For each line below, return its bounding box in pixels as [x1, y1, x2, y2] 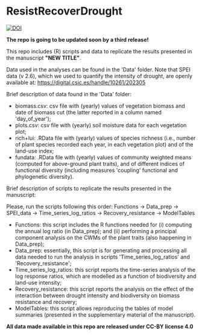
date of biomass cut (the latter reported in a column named [14, 108, 162, 116]
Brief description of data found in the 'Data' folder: [6, 90, 131, 97]
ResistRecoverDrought [6, 4, 122, 18]
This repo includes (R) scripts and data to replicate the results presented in [6, 47, 192, 55]
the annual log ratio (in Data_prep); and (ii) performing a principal [14, 227, 177, 234]
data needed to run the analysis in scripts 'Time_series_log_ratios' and [14, 253, 190, 260]
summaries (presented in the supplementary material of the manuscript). [14, 311, 196, 318]
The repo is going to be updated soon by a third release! [6, 36, 149, 43]
